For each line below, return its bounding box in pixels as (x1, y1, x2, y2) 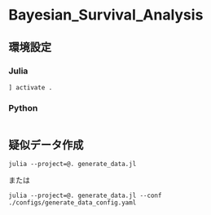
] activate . (8, 83, 53, 91)
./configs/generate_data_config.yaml (8, 198, 137, 207)
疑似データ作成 (8, 138, 84, 151)
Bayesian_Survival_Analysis (8, 6, 204, 24)
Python (8, 102, 38, 113)
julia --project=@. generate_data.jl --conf (8, 191, 162, 200)
